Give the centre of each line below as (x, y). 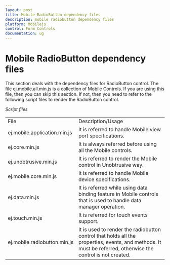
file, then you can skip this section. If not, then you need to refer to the (78, 94)
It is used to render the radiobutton (119, 230)
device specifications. (104, 179)
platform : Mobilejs (26, 24)
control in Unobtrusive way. (111, 165)
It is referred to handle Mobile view (119, 129)
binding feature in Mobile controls (118, 194)
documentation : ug (25, 33)
